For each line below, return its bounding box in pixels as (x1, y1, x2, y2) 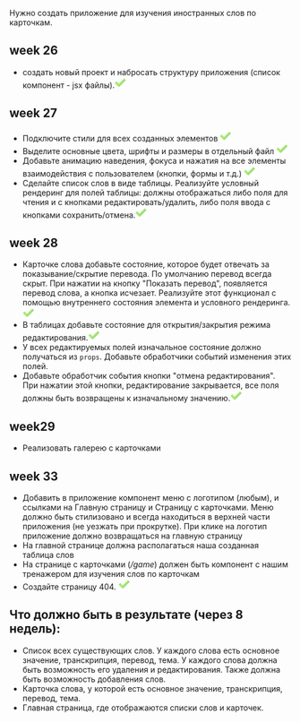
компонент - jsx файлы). (21, 80, 116, 90)
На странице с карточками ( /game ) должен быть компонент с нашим (21, 559, 288, 570)
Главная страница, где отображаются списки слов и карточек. (21, 702, 264, 713)
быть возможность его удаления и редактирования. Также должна (21, 664, 280, 675)
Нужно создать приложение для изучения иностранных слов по (9, 8, 257, 18)
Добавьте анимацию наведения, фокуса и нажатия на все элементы (21, 155, 287, 166)
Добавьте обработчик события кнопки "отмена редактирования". (21, 371, 276, 382)
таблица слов (21, 550, 74, 561)
